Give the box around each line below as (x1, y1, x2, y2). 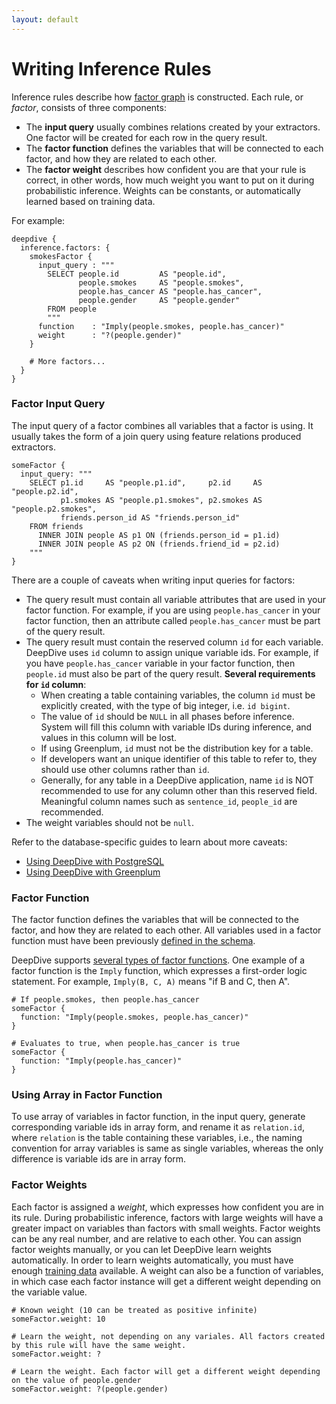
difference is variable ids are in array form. (11, 1153, 187, 1165)
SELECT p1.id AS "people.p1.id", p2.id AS (29, 477, 263, 488)
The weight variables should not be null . (25, 816, 194, 828)
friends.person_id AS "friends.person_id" (60, 512, 241, 523)
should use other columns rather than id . (40, 763, 210, 775)
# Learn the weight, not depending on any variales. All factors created (11, 1331, 326, 1341)
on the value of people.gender (11, 1375, 142, 1385)
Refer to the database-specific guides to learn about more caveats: (11, 836, 288, 848)
